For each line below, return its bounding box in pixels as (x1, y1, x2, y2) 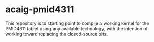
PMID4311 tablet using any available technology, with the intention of (5, 25, 148, 31)
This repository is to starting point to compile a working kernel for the (5, 20, 149, 26)
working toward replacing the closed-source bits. (5, 31, 108, 37)
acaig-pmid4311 (5, 4, 74, 15)
